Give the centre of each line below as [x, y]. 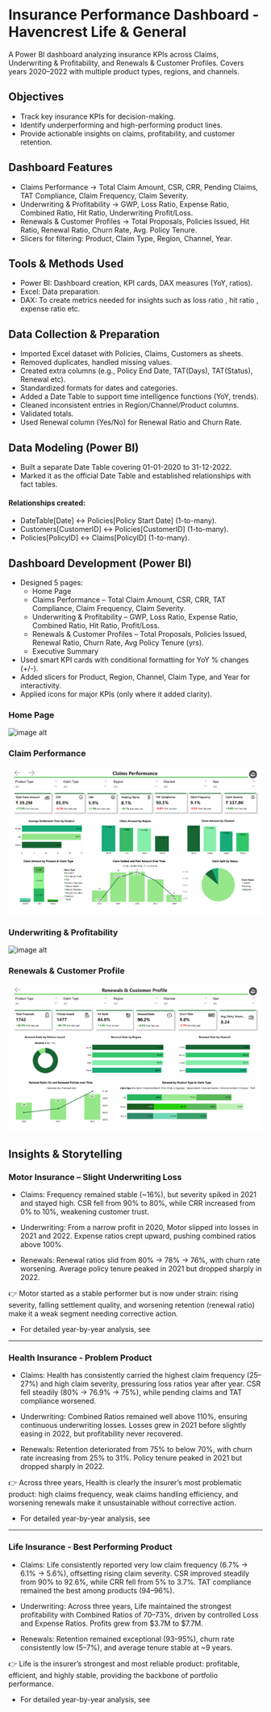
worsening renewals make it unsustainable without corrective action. [122, 1503]
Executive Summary [65, 651]
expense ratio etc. [50, 309]
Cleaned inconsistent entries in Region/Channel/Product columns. [129, 405]
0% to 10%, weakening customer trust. [84, 1212]
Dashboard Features [60, 167]
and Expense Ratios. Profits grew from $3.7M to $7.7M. [112, 1623]
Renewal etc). [43, 379]
